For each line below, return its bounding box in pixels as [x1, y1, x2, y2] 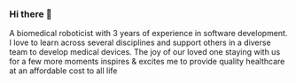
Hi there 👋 [9, 8, 53, 20]
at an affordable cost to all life [9, 65, 118, 76]
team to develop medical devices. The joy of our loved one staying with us [9, 47, 281, 57]
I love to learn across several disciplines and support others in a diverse [9, 37, 272, 48]
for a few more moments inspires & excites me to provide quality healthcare [9, 57, 285, 67]
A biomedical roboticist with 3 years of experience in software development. [9, 28, 288, 39]
